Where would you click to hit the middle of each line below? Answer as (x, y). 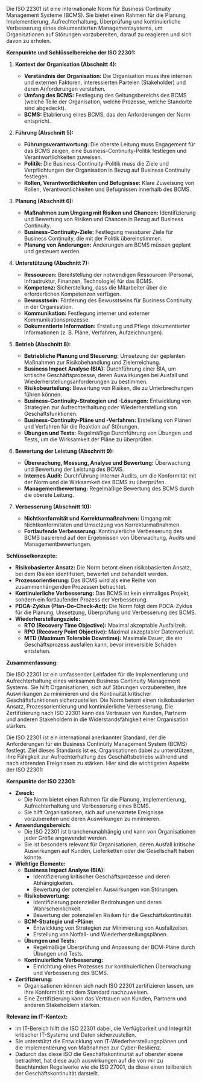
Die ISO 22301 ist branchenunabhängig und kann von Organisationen (110, 831)
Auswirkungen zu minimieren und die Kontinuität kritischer (79, 694)
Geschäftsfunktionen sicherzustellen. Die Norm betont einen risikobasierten (100, 700)
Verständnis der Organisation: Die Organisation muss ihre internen (108, 76)
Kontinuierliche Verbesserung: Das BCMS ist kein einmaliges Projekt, (102, 593)
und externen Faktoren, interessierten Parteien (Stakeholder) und (105, 82)
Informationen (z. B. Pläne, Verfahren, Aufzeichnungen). (94, 332)
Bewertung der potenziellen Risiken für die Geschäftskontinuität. (113, 915)
